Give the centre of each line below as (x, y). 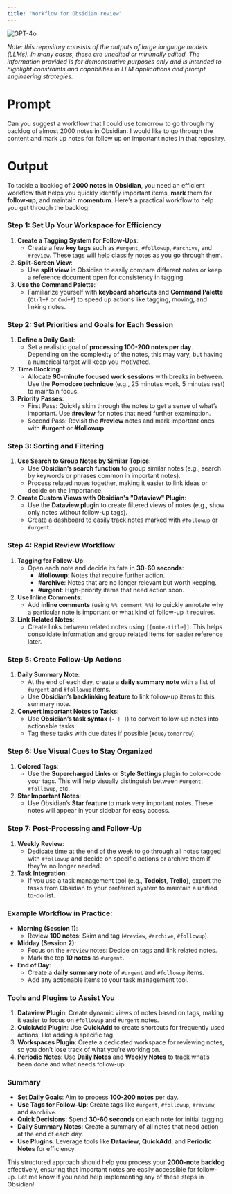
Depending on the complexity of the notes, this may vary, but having (125, 355)
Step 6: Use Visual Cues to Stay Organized (80, 751)
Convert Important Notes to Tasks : (68, 711)
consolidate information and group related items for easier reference (125, 634)
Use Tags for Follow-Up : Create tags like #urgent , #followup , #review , (117, 1105)
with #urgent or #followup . (66, 428)
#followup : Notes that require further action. (101, 575)
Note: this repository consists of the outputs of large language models (107, 46)
